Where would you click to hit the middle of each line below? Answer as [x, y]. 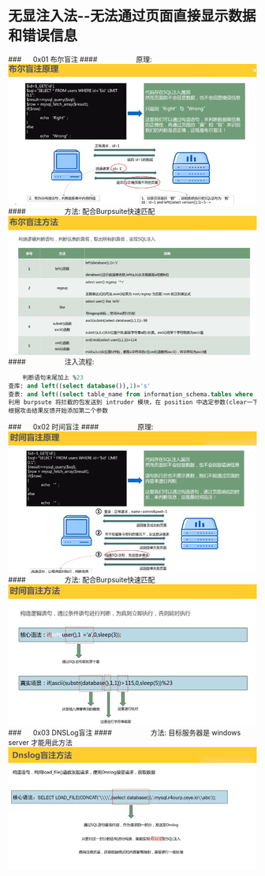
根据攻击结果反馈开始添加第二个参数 [58, 411]
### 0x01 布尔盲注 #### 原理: [80, 59]
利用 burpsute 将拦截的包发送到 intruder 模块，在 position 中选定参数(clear [127, 402]
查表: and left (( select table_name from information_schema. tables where [131, 394]
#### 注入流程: [51, 361]
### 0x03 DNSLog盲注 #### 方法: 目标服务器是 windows [125, 732]
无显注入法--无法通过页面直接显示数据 [132, 16]
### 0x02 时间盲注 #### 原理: [81, 427]
